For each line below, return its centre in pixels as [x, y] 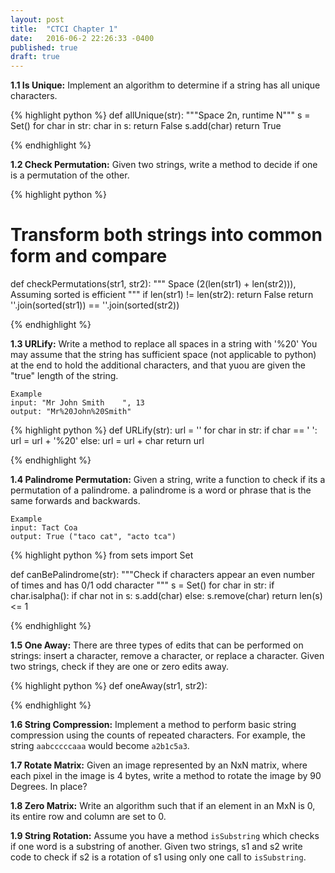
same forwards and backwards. [75, 501]
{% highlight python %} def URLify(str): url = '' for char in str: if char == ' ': [164, 430]
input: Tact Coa [44, 528]
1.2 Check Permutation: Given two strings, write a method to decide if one [164, 165]
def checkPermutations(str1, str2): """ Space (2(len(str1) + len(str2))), [153, 284]
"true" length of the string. [64, 376]
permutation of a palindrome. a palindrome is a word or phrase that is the [161, 490]
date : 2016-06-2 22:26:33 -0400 [82, 38]
